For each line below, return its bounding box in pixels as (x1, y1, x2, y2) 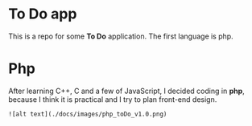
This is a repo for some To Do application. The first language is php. (8, 31, 233, 41)
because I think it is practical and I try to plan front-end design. (8, 94, 217, 104)
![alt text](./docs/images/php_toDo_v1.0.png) (8, 110, 167, 118)
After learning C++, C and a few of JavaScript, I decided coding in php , (8, 86, 246, 96)
